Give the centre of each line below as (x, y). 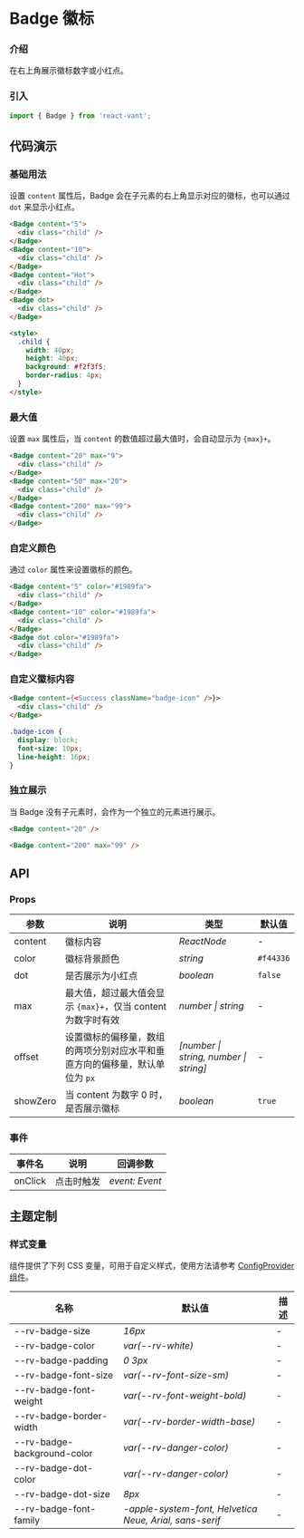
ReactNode (203, 942)
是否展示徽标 (92, 1108)
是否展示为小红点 (101, 976)
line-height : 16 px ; (54, 757)
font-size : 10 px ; (50, 749)
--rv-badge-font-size (63, 1376)
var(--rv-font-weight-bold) (185, 1396)
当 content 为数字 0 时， (116, 1095)
